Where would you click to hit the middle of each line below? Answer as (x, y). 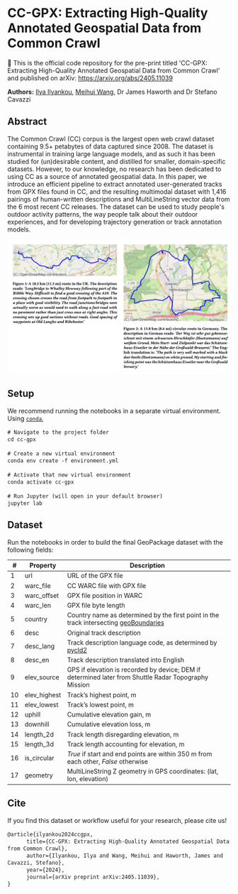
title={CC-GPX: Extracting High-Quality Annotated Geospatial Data (128, 841)
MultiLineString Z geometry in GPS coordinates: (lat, (142, 771)
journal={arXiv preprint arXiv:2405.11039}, (93, 877)
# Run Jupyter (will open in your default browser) (85, 496)
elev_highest (43, 694)
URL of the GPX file (95, 576)
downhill (37, 724)
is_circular (39, 758)
